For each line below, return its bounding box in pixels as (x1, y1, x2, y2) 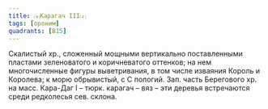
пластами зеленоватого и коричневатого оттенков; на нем (8, 57, 212, 67)
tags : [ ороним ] (8, 19, 60, 27)
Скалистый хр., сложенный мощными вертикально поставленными (8, 49, 243, 59)
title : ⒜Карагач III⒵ (8, 11, 87, 20)
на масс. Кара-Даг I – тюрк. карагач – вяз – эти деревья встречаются (8, 83, 250, 93)
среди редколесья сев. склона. (8, 92, 117, 102)
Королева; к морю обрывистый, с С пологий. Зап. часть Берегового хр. (8, 74, 257, 85)
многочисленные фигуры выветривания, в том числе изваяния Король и (8, 66, 261, 76)
